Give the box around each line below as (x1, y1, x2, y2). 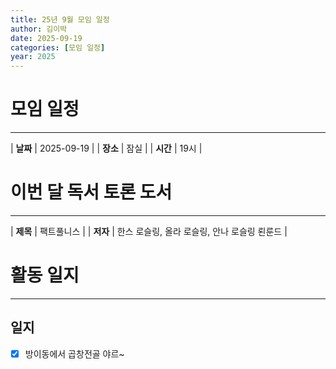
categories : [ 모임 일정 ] (10, 42, 106, 53)
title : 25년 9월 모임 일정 (10, 14, 110, 25)
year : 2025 (10, 52, 56, 62)
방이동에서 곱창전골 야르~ (24, 347, 125, 360)
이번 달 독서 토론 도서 (10, 181, 173, 204)
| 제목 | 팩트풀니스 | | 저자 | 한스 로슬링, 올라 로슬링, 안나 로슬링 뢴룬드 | (10, 226, 288, 237)
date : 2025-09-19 (10, 33, 83, 43)
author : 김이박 (10, 24, 68, 34)
